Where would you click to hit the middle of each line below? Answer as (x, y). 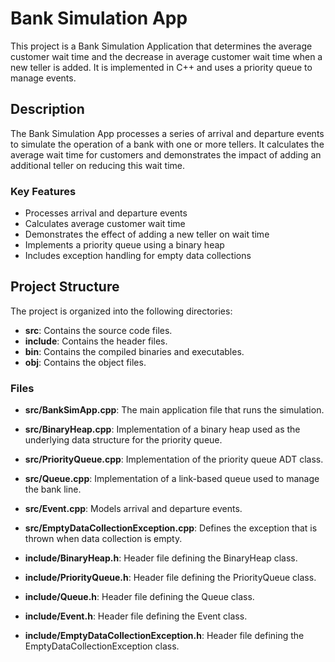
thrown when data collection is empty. (103, 539)
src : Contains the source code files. (98, 330)
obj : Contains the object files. (85, 362)
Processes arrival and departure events (106, 213)
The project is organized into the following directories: (121, 311)
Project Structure (65, 287)
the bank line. (53, 489)
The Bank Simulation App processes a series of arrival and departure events (167, 133)
